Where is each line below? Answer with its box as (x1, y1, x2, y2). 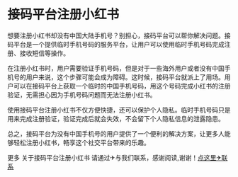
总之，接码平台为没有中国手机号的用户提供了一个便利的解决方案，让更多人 (7, 129, 225, 138)
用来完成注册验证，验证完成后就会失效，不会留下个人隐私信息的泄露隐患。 (7, 114, 225, 122)
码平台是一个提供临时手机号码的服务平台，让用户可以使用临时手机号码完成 (7, 40, 225, 48)
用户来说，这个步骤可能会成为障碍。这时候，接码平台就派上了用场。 (25, 72, 225, 81)
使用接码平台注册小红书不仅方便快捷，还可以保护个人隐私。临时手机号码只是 (7, 105, 231, 114)
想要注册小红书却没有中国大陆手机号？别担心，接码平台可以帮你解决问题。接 (7, 31, 231, 40)
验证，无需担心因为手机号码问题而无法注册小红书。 (7, 90, 157, 99)
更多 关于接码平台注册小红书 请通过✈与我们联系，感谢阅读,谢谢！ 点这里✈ (7, 153, 222, 161)
